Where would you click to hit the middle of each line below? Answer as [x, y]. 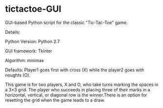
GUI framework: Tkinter [29, 51]
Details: [13, 32]
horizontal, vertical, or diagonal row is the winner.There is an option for [76, 95]
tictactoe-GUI [33, 9]
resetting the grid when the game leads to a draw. [55, 100]
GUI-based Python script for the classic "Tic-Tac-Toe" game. [66, 22]
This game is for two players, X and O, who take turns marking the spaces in [82, 85]
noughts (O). [18, 75]
